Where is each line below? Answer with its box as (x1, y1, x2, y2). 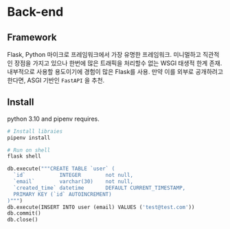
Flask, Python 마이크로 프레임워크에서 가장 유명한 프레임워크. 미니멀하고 (7, 51, 201, 58)
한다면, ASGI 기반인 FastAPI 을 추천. (7, 76, 105, 84)
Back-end (7, 4, 64, 20)
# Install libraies (7, 128, 63, 134)
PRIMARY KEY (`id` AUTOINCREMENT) (13, 191, 112, 197)
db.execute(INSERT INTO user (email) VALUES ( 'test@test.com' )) (7, 204, 195, 210)
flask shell (7, 153, 41, 160)
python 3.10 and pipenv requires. (7, 114, 100, 123)
